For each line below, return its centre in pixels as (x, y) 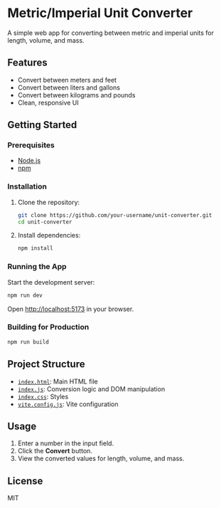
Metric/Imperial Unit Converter (100, 13)
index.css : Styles (43, 396)
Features (27, 63)
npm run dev (25, 295)
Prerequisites (31, 145)
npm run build (28, 342)
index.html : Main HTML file (58, 381)
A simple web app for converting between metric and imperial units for (111, 33)
